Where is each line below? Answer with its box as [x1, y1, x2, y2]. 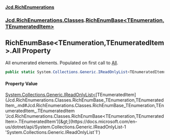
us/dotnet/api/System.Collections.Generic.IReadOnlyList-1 [5, 124, 126, 130]
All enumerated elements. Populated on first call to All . [5, 60, 118, 66]
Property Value [5, 80, 38, 86]
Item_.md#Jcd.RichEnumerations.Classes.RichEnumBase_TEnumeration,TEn [5, 103, 164, 109]
